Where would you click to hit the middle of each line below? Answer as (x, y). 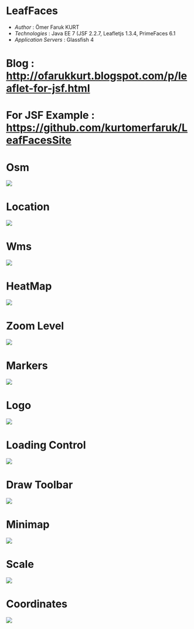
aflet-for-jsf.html (48, 89)
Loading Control (46, 445)
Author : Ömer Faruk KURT (47, 27)
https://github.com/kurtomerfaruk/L (97, 128)
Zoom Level (35, 326)
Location (28, 207)
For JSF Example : (50, 115)
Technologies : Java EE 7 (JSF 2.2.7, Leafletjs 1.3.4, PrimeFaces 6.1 (95, 33)
